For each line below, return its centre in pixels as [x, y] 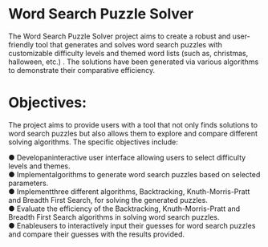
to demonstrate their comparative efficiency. [81, 70]
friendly [21, 44]
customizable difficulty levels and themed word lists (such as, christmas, [128, 53]
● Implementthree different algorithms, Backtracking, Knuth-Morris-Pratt [129, 191]
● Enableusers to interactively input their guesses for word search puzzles [132, 225]
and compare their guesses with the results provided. [97, 234]
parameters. [28, 183]
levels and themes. [39, 166]
